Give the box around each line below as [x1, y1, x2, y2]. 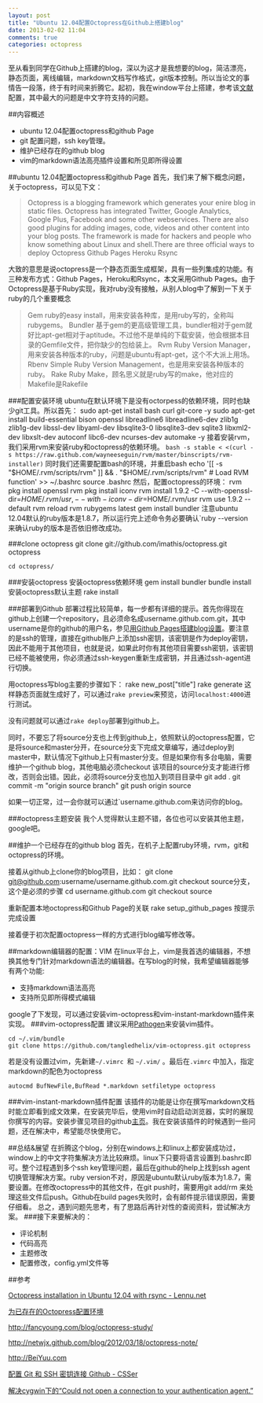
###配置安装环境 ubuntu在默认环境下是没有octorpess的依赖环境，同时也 [8, 396, 244, 406]
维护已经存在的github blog [19, 146, 105, 156]
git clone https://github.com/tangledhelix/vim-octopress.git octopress [8, 1042, 251, 1050]
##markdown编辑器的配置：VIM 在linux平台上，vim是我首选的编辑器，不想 [8, 947, 251, 956]
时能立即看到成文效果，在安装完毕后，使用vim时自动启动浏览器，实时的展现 [8, 1107, 254, 1117]
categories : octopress [8, 41, 82, 49]
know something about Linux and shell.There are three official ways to [27, 240, 255, 249]
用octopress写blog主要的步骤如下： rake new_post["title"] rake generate [8, 679, 243, 689]
